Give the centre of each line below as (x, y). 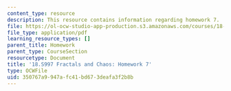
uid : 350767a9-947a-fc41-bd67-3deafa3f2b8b (70, 77)
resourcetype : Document (41, 58)
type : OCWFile (27, 70)
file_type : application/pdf (47, 32)
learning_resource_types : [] (49, 39)
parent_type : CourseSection (47, 52)
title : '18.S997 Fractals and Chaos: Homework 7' (80, 64)
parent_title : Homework (41, 45)
